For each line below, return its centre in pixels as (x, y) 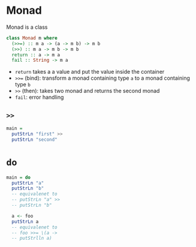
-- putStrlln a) (32, 238)
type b (23, 85)
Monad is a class (27, 27)
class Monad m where (32, 38)
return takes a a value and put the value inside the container (90, 72)
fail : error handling (39, 97)
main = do (19, 177)
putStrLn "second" (35, 139)
